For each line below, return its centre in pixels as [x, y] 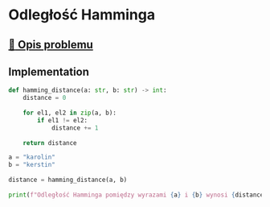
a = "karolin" [32, 157]
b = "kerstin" [32, 165]
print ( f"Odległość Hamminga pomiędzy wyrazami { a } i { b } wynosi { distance [136, 195]
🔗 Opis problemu [51, 45]
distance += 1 [75, 128]
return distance [50, 143]
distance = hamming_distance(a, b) [68, 180]
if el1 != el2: [63, 120]
